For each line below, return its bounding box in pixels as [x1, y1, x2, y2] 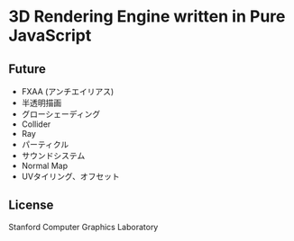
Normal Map [21, 160, 69, 171]
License [8, 198, 54, 213]
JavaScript [8, 25, 92, 46]
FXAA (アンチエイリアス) [21, 86, 115, 96]
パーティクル [21, 139, 69, 149]
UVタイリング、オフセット [21, 171, 120, 182]
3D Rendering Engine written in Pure [8, 6, 286, 27]
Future [8, 61, 47, 76]
